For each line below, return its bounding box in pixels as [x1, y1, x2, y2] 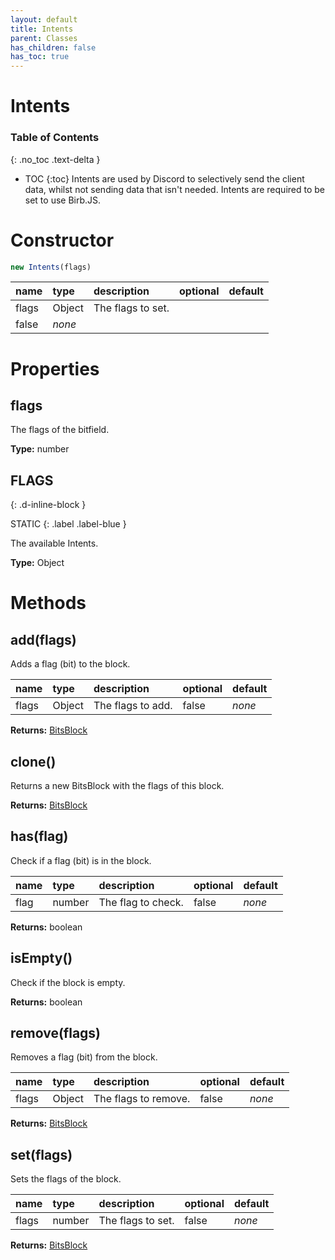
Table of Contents [10, 131, 100, 145]
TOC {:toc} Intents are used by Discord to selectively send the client [24, 172, 305, 185]
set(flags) [10, 1146, 73, 1163]
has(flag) [10, 828, 69, 845]
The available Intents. [10, 537, 99, 550]
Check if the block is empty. [10, 976, 126, 988]
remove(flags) [10, 1025, 102, 1042]
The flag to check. [98, 895, 184, 909]
